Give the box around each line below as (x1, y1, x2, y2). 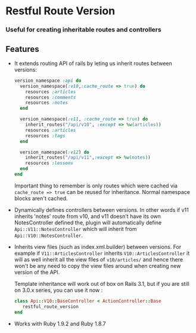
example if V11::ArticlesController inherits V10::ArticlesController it (14, 249, 190, 257)
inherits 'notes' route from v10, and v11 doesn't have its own (14, 212, 161, 220)
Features (5, 44, 39, 54)
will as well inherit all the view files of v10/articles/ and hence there (14, 255, 183, 263)
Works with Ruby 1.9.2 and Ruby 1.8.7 (14, 320, 106, 327)
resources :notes (25, 100, 68, 106)
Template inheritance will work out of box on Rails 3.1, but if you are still (14, 280, 190, 287)
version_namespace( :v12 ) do (20, 149, 90, 155)
